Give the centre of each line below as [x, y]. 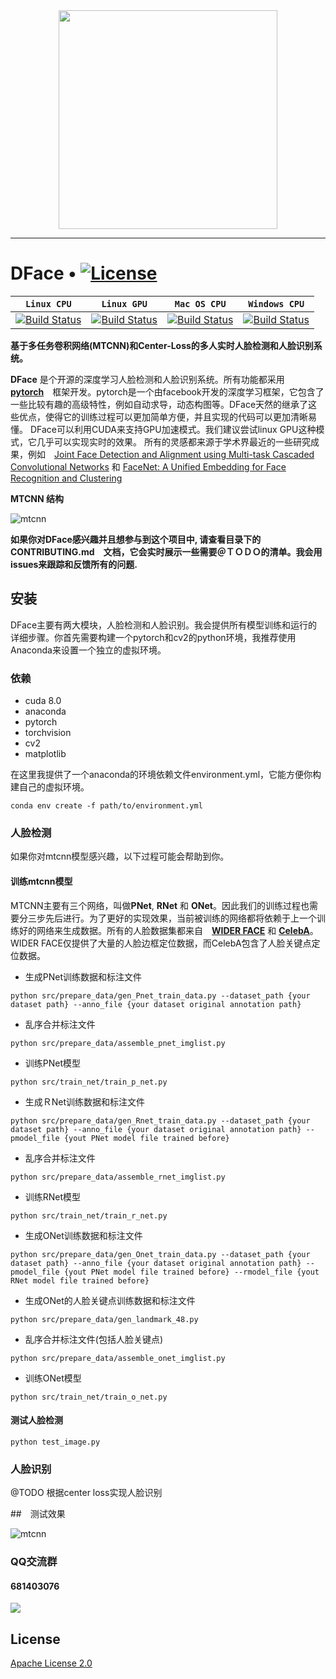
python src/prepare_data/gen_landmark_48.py [104, 1319]
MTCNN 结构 [37, 498]
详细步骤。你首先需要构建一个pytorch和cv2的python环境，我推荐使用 [153, 637]
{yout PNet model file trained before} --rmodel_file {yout [191, 1272]
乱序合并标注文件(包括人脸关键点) [94, 1339]
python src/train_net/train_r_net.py [89, 1215]
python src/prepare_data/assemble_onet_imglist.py [118, 1358]
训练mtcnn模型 [41, 881]
